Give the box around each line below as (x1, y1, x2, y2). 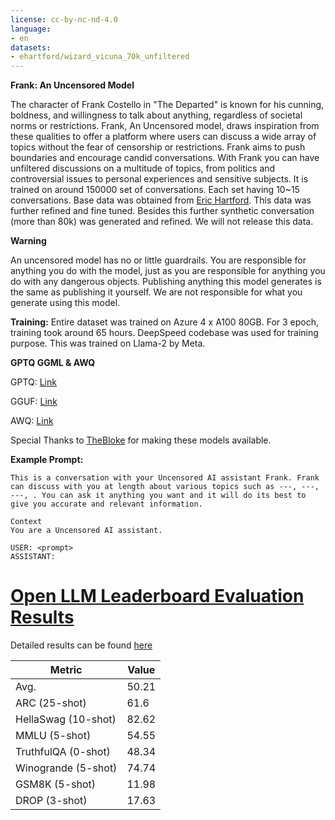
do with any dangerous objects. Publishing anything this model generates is (10, 276, 322, 288)
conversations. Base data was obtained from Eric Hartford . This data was (10, 194, 312, 206)
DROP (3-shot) (15, 794, 88, 808)
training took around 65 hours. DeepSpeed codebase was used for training (10, 327, 319, 339)
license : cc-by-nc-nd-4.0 (10, 14, 118, 25)
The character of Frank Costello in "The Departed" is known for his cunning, (10, 99, 325, 111)
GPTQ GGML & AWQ (10, 357, 96, 369)
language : (10, 24, 52, 34)
